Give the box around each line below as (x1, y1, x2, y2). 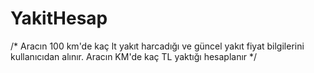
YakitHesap (10, 7, 108, 30)
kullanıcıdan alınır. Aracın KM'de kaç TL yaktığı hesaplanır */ (10, 50, 258, 62)
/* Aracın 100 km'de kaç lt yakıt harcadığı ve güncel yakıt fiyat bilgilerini (10, 40, 305, 52)
